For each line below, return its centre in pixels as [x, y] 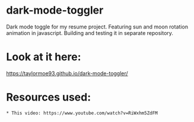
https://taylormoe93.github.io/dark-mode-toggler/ [67, 73]
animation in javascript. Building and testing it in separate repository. [90, 33]
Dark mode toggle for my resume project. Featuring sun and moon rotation [97, 27]
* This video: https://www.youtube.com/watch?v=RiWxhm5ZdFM [82, 113]
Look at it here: [44, 57]
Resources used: [48, 97]
